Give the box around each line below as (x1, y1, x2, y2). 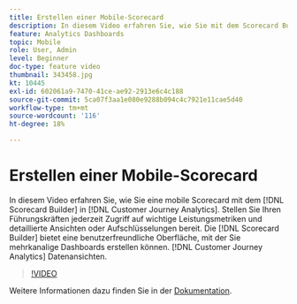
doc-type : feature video (9, 63, 101, 72)
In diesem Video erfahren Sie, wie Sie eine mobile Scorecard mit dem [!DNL (9, 194, 285, 205)
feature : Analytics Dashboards (9, 29, 125, 38)
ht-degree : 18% (9, 120, 65, 129)
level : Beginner (9, 54, 69, 63)
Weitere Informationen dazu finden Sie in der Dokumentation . (9, 285, 232, 296)
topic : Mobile (9, 37, 62, 47)
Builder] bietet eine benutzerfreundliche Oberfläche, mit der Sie (9, 232, 241, 243)
